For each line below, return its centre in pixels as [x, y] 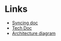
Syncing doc [25, 23]
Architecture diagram [34, 33]
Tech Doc [22, 28]
